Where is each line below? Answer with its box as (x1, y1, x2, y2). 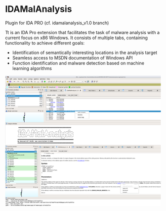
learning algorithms (12, 65, 52, 71)
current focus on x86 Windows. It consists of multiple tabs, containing (5, 35, 148, 41)
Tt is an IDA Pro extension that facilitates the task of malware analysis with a (5, 29, 160, 35)
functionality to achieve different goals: (5, 40, 85, 46)
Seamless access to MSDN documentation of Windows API (12, 54, 133, 60)
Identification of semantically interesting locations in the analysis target (12, 50, 157, 55)
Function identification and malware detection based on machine (12, 60, 145, 66)
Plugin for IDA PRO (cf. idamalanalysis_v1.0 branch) (5, 20, 109, 26)
